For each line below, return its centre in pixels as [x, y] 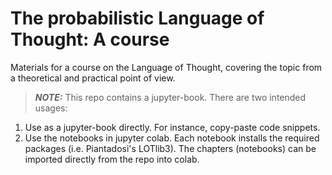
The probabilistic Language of [137, 18]
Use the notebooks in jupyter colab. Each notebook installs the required [172, 138]
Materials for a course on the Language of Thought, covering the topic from [166, 67]
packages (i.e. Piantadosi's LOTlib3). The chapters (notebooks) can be [170, 148]
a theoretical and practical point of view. [93, 78]
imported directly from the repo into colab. [112, 159]
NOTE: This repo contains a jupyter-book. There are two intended [170, 97]
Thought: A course [90, 39]
